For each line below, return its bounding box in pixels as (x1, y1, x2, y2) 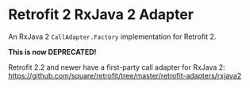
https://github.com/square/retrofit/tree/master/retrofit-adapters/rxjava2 (8, 71, 242, 80)
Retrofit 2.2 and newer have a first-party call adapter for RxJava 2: (8, 62, 225, 72)
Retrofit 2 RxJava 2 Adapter (8, 6, 194, 24)
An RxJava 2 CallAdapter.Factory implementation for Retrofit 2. (8, 32, 217, 41)
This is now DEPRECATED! (8, 47, 97, 56)
